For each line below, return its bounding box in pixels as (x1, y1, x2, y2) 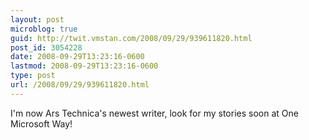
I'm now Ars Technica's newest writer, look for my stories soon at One (10, 107, 299, 119)
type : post (10, 71, 56, 81)
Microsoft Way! (10, 117, 73, 130)
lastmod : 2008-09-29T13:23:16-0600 (10, 61, 159, 71)
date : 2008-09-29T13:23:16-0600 (10, 52, 145, 62)
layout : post (10, 14, 65, 25)
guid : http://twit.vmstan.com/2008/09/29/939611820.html (10, 33, 253, 43)
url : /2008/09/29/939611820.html (10, 80, 150, 90)
